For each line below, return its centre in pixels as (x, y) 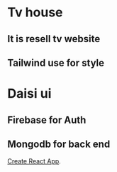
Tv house (35, 12)
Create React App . (34, 161)
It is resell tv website (54, 39)
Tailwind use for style (56, 62)
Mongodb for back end (59, 144)
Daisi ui (29, 94)
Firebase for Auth (47, 120)
